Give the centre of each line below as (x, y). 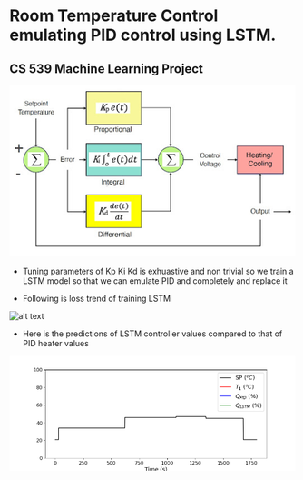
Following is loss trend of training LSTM (96, 299)
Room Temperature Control (114, 16)
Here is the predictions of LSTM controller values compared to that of (152, 334)
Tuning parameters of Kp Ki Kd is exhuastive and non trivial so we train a (158, 271)
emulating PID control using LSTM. (143, 35)
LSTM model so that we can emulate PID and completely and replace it (155, 281)
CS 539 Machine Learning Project (107, 69)
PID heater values (55, 344)
